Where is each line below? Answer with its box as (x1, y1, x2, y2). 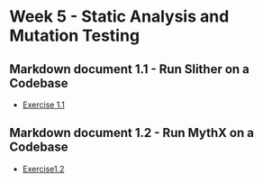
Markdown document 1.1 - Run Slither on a (9, 61, 250, 77)
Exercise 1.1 (22, 99, 65, 110)
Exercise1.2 (22, 163, 65, 174)
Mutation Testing (9, 25, 141, 46)
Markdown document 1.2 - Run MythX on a (9, 125, 255, 141)
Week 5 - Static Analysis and (9, 6, 230, 27)
